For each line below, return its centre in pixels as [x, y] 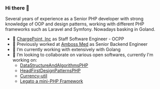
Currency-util [33, 76]
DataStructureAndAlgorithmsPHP [54, 65]
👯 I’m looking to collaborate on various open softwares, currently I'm [83, 55]
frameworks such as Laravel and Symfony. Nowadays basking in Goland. [80, 29]
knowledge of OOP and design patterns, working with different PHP [75, 24]
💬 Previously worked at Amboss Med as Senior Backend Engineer [80, 44]
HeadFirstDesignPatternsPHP [50, 71]
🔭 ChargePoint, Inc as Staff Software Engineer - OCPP [68, 39]
